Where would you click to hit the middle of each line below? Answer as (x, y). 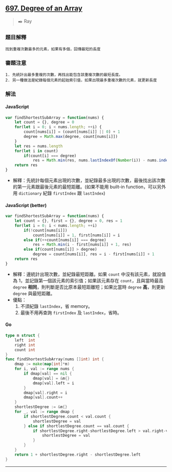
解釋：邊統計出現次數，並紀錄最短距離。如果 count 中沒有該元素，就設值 (89, 274)
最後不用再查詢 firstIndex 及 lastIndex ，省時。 (71, 313)
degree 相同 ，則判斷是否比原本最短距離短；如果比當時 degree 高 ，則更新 (89, 287)
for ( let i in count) (36, 151)
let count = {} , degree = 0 (44, 122)
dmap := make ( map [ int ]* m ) (42, 364)
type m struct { (23, 336)
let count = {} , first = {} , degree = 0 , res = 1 (69, 221)
